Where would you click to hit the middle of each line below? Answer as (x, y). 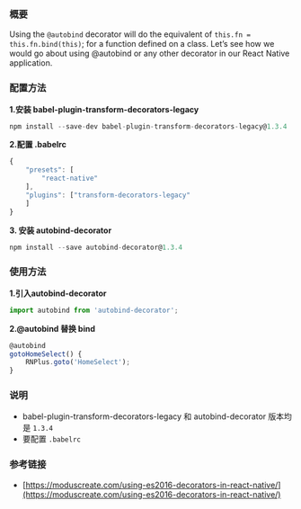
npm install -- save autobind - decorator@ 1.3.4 (96, 247)
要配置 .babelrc (52, 439)
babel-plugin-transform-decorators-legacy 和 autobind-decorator (144, 416)
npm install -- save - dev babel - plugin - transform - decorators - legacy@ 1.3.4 (148, 126)
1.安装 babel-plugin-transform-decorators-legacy (104, 109)
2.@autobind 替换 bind (53, 328)
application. (31, 63)
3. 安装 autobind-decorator (61, 230)
